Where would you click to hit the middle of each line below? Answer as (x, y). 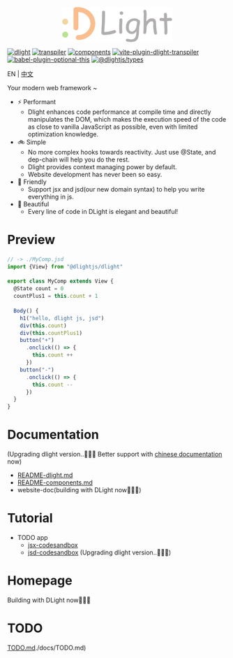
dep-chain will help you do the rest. (79, 159)
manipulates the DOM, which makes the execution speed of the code (127, 119)
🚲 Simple (32, 142)
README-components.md (55, 482)
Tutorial (30, 518)
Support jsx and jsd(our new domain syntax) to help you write (116, 189)
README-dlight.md (45, 475)
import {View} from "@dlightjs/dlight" (65, 266)
